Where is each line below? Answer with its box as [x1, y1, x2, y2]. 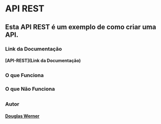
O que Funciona [5, 72, 44, 79]
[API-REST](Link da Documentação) [5, 58, 81, 63]
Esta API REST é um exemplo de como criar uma [5, 23, 157, 31]
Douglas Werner [5, 113, 40, 119]
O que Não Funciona [5, 85, 55, 92]
